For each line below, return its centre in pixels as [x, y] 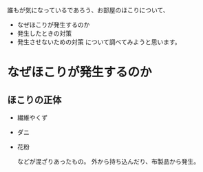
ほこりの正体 [34, 99]
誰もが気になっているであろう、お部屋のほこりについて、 [88, 10]
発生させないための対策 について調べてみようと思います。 [99, 42]
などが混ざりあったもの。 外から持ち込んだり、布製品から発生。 [108, 161]
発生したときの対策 [44, 33]
